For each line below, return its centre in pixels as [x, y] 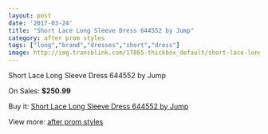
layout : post [30, 16]
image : [19, 53]
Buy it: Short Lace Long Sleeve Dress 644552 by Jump [99, 106]
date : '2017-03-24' [41, 23]
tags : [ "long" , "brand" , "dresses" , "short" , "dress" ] [94, 45]
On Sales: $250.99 [40, 91]
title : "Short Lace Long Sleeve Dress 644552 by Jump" [101, 30]
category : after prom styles [57, 38]
